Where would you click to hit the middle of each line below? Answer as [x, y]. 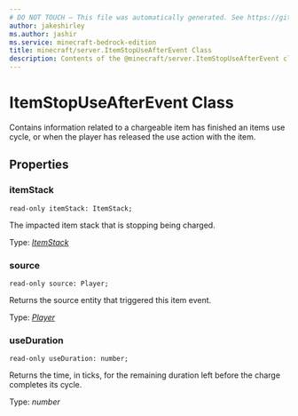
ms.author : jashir [43, 34]
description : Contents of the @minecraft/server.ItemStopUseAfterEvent [144, 59]
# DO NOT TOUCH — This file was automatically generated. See [126, 17]
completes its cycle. [46, 385]
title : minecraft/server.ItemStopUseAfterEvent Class [111, 51]
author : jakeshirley [47, 26]
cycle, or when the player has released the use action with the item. [133, 136]
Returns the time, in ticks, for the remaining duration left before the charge [145, 375]
